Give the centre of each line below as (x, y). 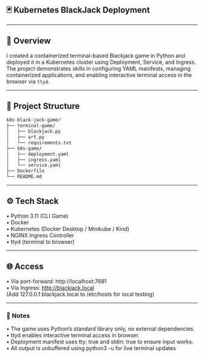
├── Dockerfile (25, 171)
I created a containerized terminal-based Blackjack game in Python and (96, 55)
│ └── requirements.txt (39, 143)
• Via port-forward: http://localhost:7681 (57, 281)
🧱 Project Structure (43, 106)
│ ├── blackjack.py (34, 132)
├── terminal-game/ (31, 126)
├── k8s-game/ (24, 148)
